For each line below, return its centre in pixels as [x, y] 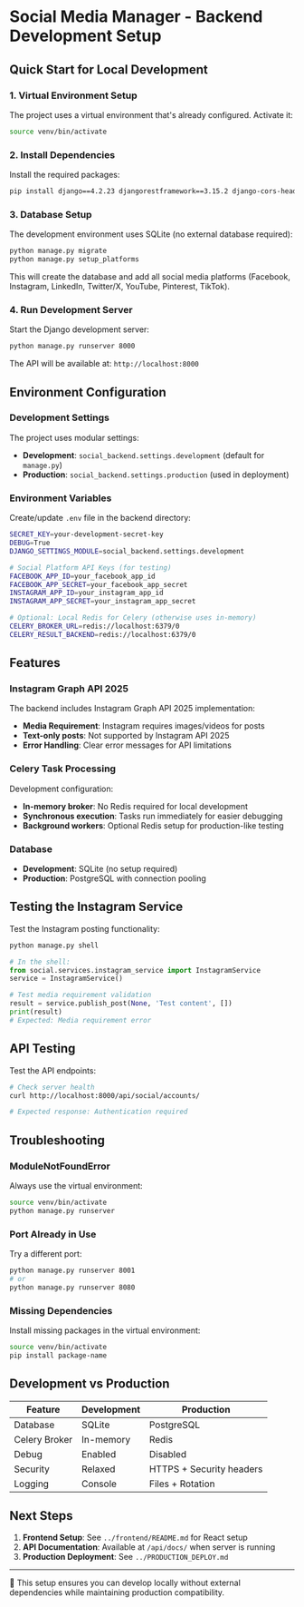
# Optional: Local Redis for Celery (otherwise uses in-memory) [133, 618]
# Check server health [52, 1087]
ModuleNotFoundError [60, 1166]
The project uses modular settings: [74, 437]
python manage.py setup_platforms [75, 260]
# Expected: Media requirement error [81, 1020]
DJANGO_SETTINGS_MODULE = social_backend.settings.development [127, 551]
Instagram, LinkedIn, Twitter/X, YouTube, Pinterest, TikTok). [120, 286]
